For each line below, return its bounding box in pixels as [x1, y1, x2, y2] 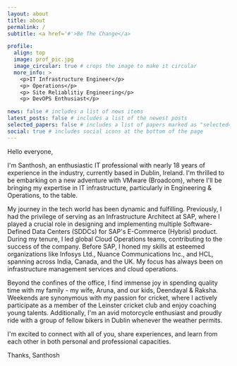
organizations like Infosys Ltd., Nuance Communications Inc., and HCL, [7, 249, 214, 258]
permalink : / [7, 23, 46, 30]
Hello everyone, [7, 147, 54, 155]
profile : [7, 43, 33, 50]
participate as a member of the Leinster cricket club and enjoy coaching [7, 301, 217, 309]
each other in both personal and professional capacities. [7, 337, 171, 346]
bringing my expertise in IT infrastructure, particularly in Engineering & [7, 183, 212, 191]
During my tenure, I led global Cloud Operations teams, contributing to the [7, 235, 223, 243]
